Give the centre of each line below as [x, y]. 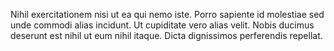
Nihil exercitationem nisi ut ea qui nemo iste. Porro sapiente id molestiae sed [167, 14]
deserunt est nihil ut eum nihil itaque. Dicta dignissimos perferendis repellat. [166, 35]
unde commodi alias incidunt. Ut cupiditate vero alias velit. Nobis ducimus [162, 25]
